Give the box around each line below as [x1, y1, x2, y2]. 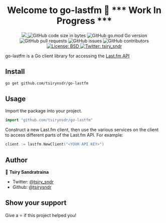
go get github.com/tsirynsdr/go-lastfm [5, 80, 89, 86]
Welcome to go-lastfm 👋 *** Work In [7, 5, 161, 16]
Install [5, 67, 25, 76]
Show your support [5, 198, 67, 207]
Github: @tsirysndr [12, 184, 52, 190]
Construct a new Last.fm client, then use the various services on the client [5, 127, 159, 133]
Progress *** [56, 15, 112, 27]
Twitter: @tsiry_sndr [12, 179, 54, 185]
